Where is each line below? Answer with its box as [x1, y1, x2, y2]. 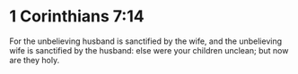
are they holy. [9, 54, 60, 65]
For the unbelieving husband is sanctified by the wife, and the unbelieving [9, 36, 283, 46]
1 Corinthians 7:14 [9, 6, 145, 27]
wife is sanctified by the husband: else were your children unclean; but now [9, 45, 289, 55]
